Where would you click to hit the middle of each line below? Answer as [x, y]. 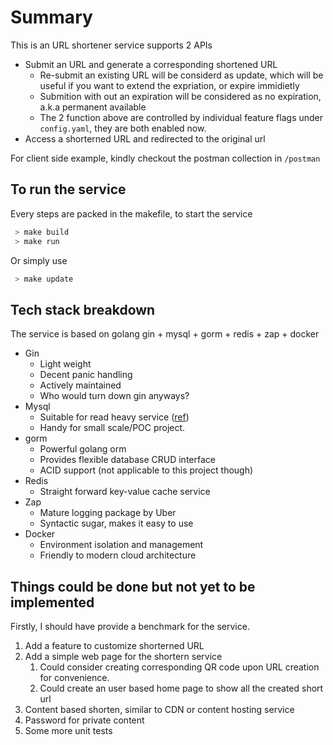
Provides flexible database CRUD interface [127, 460]
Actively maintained [80, 385]
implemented [52, 602]
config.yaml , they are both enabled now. [123, 128]
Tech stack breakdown [83, 309]
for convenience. [74, 677]
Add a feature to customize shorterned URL [114, 645]
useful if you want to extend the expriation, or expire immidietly [169, 85]
